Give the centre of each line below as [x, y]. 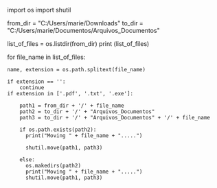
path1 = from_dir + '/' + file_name [72, 106]
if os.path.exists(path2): [58, 130]
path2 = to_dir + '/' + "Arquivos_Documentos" [87, 112]
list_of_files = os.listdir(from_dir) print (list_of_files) [78, 44]
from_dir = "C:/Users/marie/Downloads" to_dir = [76, 23]
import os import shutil [39, 10]
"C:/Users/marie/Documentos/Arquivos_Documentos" [83, 31]
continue [32, 88]
